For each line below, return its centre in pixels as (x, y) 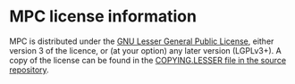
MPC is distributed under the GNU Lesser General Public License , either (142, 41)
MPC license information (103, 17)
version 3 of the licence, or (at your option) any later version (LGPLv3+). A (145, 50)
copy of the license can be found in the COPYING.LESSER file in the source (148, 60)
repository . (29, 70)
